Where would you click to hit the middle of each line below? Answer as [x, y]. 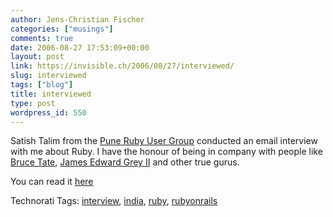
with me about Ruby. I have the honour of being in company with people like [166, 152]
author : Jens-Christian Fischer [77, 19]
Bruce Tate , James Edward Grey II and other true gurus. [125, 162]
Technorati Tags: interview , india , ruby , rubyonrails [114, 201]
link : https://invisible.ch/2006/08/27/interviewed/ [122, 66]
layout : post [37, 57]
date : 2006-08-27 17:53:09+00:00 [80, 47]
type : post [33, 103]
